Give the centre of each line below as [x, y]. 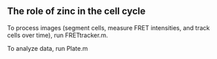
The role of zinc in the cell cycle [76, 11]
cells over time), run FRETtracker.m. [58, 35]
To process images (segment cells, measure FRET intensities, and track [108, 27]
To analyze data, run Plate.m [48, 48]
